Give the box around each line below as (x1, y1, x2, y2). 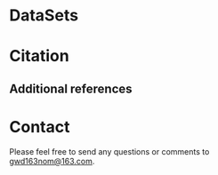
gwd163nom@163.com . (9, 155, 95, 166)
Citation (9, 46, 69, 67)
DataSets (9, 5, 78, 26)
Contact (9, 116, 70, 137)
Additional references (9, 81, 133, 96)
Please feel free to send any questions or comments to (9, 146, 210, 156)
